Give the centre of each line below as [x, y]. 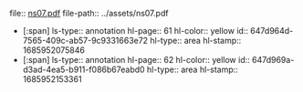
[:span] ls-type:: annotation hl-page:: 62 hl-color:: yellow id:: [136, 60]
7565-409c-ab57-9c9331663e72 [85, 41]
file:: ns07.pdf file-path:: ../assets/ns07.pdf [89, 13]
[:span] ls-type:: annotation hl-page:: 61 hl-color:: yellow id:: [136, 31]
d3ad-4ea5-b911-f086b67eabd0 [84, 69]
